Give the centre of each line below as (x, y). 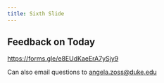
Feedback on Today (51, 42)
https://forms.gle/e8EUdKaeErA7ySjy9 (63, 59)
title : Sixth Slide (36, 14)
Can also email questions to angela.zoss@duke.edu (82, 72)
